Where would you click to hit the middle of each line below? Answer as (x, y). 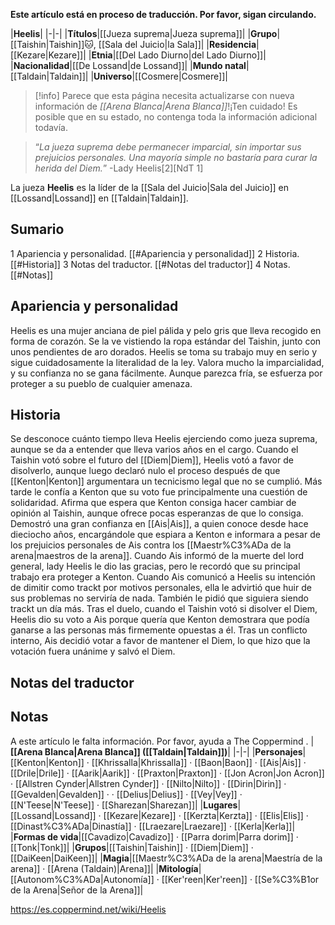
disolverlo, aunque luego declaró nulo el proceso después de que (145, 471)
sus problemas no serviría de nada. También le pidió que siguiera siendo (159, 598)
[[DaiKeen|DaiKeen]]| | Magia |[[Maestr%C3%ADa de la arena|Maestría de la (166, 858)
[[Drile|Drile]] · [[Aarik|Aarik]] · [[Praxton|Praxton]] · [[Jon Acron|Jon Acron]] (167, 773)
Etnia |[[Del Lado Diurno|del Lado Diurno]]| (179, 55)
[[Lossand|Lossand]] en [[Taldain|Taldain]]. (99, 198)
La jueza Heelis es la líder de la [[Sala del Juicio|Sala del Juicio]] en (150, 187)
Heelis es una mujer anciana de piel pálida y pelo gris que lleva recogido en (166, 330)
